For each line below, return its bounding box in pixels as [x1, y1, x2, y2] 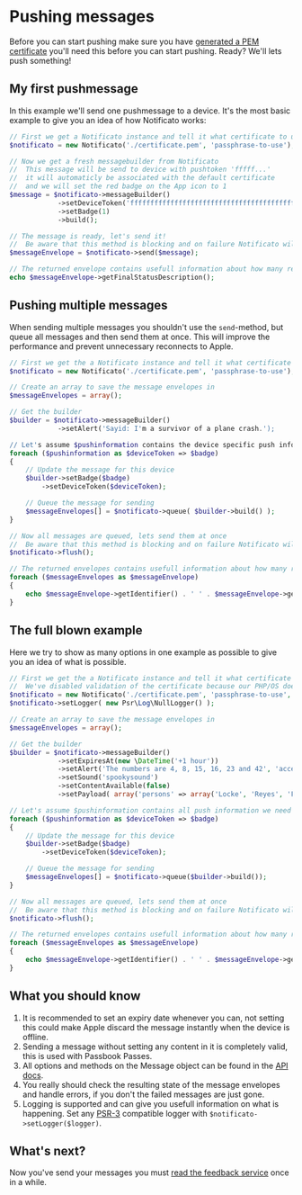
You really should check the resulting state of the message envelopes [22, 1079, 280, 1090]
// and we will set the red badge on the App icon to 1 [9, 182, 227, 191]
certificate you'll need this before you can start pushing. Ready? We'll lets [9, 45, 282, 56]
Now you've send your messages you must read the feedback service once [9, 1167, 289, 1178]
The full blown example [9, 623, 143, 638]
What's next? [9, 1143, 86, 1158]
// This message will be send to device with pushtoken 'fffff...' [9, 165, 271, 175]
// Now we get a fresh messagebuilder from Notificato [9, 157, 219, 166]
